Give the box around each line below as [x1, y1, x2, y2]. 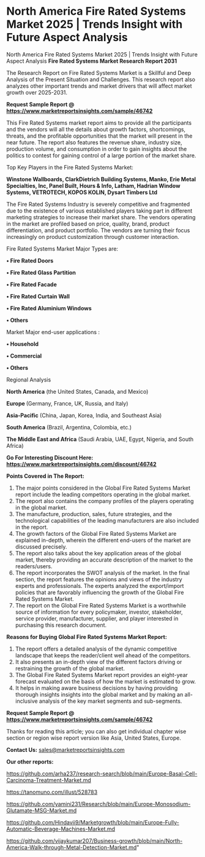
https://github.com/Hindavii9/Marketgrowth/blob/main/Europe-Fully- [6, 818, 179, 826]
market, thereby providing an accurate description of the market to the [15, 556, 193, 563]
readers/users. [15, 562, 53, 569]
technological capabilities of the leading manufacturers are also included [15, 517, 199, 524]
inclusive [15, 697, 38, 705]
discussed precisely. [15, 542, 67, 550]
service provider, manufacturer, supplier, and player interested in [15, 614, 179, 622]
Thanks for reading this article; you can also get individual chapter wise [6, 727, 187, 735]
